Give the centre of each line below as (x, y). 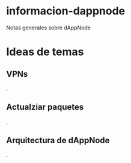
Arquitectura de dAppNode (58, 141)
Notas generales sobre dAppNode (49, 28)
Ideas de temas (45, 52)
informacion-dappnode (66, 11)
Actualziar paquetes (45, 107)
